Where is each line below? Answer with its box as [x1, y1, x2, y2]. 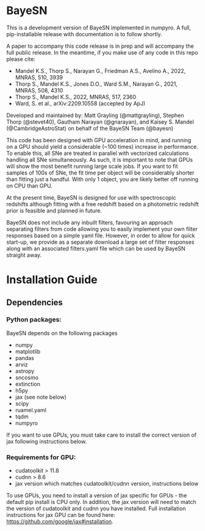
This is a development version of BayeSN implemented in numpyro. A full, [6, 24, 191, 31]
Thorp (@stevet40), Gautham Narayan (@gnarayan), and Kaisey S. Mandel [6, 118, 194, 126]
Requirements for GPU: [6, 453, 76, 461]
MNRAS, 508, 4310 [15, 86, 63, 94]
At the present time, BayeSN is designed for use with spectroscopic [6, 194, 176, 201]
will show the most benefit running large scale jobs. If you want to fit [6, 162, 178, 170]
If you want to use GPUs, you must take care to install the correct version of [6, 431, 197, 439]
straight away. [6, 251, 42, 258]
